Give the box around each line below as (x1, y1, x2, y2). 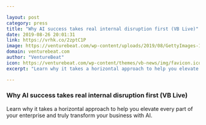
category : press (6, 20, 48, 26)
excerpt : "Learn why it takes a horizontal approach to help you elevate (6, 66, 199, 72)
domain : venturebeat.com (6, 48, 70, 55)
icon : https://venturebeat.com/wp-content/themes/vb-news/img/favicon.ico (6, 59, 202, 66)
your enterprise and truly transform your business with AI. (6, 112, 153, 119)
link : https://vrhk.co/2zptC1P (6, 37, 86, 44)
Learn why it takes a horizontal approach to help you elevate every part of (6, 105, 193, 112)
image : (6, 43, 23, 49)
